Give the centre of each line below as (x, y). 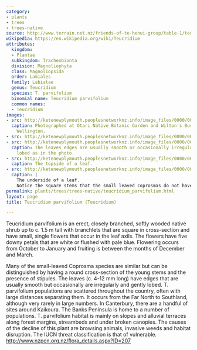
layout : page (22, 197)
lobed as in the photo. (46, 153)
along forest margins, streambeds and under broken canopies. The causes (96, 322)
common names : (28, 104)
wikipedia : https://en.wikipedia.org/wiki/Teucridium (73, 39)
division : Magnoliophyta (42, 66)
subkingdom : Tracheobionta (44, 60)
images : (16, 115)
